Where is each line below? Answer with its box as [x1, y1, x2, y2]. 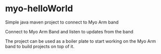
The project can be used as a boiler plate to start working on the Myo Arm [5, 38, 156, 44]
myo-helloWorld [5, 3, 73, 14]
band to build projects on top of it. [5, 43, 75, 49]
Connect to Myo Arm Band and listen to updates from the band [5, 28, 134, 34]
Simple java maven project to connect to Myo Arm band [5, 19, 119, 25]
